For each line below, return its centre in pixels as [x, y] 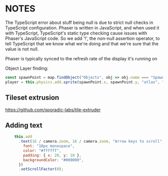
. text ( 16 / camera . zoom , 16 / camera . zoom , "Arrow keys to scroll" [90, 142]
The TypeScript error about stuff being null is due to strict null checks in [79, 22]
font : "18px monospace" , [49, 146]
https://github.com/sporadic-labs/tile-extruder [53, 110]
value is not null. [22, 49]
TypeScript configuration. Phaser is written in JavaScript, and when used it [82, 27]
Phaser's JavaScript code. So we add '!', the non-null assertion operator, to [82, 38]
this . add [23, 137]
